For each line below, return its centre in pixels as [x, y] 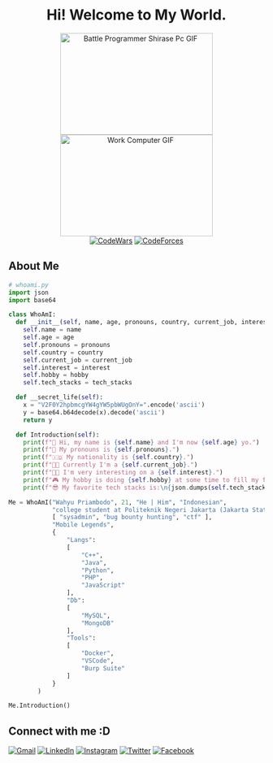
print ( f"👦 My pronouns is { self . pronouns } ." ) [102, 450]
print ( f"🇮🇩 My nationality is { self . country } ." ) [108, 457]
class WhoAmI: [32, 314]
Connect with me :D [60, 731]
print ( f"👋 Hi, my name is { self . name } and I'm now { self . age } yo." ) [141, 442]
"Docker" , [97, 653]
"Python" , [97, 570]
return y [38, 420]
